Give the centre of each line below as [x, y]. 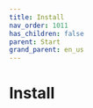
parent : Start [35, 42]
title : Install [37, 17]
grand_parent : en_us [47, 50]
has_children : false [47, 33]
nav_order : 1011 [39, 25]
